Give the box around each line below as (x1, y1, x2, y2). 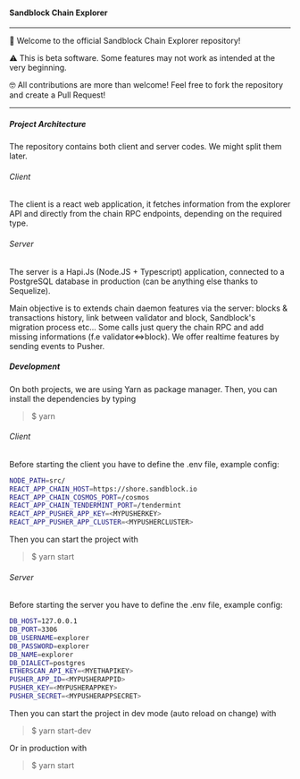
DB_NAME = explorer (9, 650, 74, 659)
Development (9, 361, 61, 372)
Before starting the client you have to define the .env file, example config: (9, 458, 279, 469)
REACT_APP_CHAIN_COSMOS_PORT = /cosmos (9, 492, 150, 501)
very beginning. (9, 63, 67, 73)
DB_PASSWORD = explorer (9, 641, 90, 651)
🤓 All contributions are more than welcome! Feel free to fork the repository (9, 80, 284, 90)
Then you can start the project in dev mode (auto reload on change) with (9, 707, 277, 718)
